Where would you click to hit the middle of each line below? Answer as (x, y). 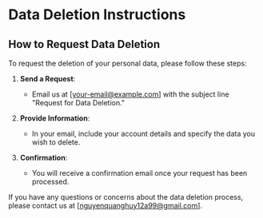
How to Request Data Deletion (84, 44)
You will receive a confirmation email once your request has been (139, 173)
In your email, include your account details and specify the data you (143, 134)
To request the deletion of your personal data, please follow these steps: (128, 63)
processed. (50, 182)
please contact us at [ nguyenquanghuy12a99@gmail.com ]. (105, 206)
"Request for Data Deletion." (78, 103)
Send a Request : (48, 79)
